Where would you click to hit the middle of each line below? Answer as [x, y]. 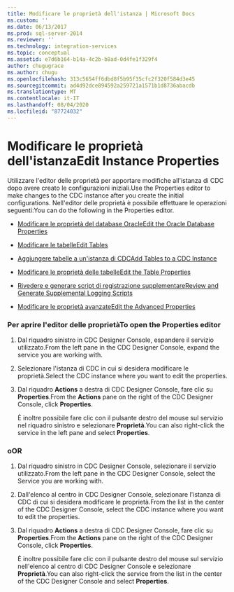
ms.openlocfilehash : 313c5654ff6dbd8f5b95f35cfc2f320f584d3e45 [101, 79]
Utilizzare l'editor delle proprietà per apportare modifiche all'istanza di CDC [116, 180]
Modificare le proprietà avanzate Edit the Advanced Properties [106, 306]
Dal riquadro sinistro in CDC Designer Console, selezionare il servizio [117, 466]
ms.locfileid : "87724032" [45, 111]
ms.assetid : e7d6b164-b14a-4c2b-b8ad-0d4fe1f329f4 [82, 60]
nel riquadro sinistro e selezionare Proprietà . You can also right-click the [121, 425]
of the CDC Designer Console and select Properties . [93, 581]
